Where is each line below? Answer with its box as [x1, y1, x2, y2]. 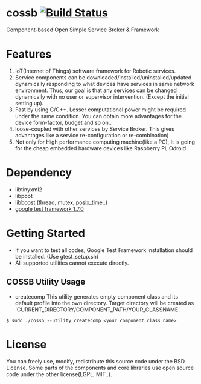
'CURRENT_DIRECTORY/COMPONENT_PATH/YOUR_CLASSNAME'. [14, 306, 181, 313]
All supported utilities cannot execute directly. [14, 259, 129, 266]
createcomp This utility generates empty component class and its [14, 293, 179, 300]
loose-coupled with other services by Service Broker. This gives [14, 125, 175, 133]
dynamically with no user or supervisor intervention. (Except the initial [14, 93, 189, 100]
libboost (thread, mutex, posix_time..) [14, 199, 107, 206]
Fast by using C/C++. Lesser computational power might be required [14, 106, 186, 113]
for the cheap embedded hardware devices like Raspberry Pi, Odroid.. [14, 144, 190, 151]
